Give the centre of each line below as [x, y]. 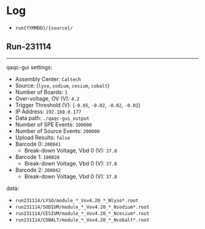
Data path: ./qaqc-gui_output [52, 118]
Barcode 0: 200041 [38, 144]
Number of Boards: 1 [41, 92]
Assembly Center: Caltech [48, 79]
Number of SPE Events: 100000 [53, 124]
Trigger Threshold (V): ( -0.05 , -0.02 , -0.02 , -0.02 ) [78, 105]
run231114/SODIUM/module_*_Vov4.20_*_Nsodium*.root [82, 207]
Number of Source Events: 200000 [57, 131]
